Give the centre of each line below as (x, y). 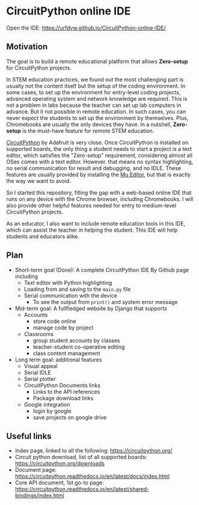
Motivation (27, 47)
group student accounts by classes (76, 340)
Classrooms (39, 334)
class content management (66, 353)
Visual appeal (41, 366)
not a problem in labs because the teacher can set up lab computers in (94, 105)
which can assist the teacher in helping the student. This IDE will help (92, 230)
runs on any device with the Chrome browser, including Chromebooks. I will (100, 199)
